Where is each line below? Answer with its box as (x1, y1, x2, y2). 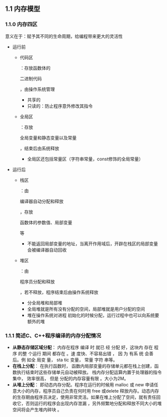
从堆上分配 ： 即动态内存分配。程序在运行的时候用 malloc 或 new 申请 (12, 382, 154, 388)
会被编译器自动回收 (27, 247, 67, 253)
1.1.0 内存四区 (5, 21, 38, 28)
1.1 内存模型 (5, 4, 41, 13)
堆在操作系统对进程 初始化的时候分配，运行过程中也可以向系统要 (27, 312, 160, 318)
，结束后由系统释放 (19, 145, 60, 151)
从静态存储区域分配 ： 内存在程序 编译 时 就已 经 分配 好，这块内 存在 (12, 344, 153, 350)
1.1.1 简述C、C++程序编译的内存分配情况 (5, 332, 101, 339)
